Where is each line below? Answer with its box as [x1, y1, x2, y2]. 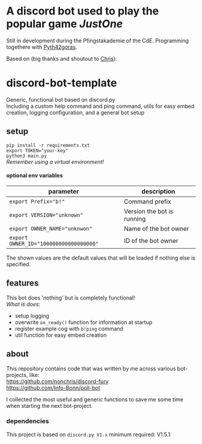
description [141, 187, 176, 195]
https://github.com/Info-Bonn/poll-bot [6, 384, 100, 391]
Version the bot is [124, 207, 173, 215]
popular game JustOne [6, 17, 123, 31]
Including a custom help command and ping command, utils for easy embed [6, 102, 195, 110]
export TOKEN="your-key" [6, 148, 69, 154]
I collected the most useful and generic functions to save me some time [6, 396, 183, 403]
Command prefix [124, 197, 171, 205]
